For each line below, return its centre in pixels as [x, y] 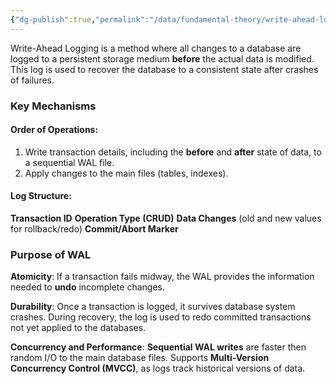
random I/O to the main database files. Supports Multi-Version [140, 358]
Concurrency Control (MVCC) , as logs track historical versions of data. [158, 368]
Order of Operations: [54, 130]
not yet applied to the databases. [78, 328]
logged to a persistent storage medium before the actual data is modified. [162, 58]
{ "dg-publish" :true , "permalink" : [80, 19]
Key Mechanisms [53, 106]
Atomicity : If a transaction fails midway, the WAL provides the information [162, 277]
